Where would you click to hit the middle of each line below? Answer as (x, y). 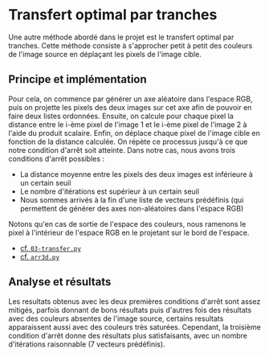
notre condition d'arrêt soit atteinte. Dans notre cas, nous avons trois (122, 150)
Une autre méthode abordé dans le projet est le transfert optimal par (121, 37)
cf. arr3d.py (40, 256)
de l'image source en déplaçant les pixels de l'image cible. (105, 54)
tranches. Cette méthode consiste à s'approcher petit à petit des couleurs (130, 45)
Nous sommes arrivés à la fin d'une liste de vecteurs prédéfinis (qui (132, 199)
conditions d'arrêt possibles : (57, 158)
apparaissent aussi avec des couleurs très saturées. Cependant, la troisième (134, 326)
